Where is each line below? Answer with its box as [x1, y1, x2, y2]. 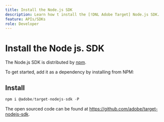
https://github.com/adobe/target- [89, 105, 158, 111]
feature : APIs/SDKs [5, 16, 46, 21]
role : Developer [5, 21, 39, 26]
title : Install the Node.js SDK [5, 7, 72, 12]
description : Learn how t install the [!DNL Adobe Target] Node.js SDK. [5, 12, 160, 17]
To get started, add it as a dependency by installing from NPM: [5, 69, 134, 75]
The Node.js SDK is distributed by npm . [5, 59, 86, 65]
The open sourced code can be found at [5, 105, 88, 111]
